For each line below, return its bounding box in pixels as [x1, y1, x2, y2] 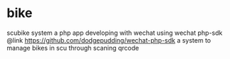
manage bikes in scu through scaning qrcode [6, 43, 140, 52]
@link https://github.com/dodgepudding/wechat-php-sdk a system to [6, 36, 211, 44]
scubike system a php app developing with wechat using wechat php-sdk [6, 28, 223, 37]
